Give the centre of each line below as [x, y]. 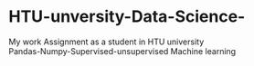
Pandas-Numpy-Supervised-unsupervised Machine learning [122, 51]
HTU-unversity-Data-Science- [127, 17]
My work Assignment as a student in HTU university [106, 42]
